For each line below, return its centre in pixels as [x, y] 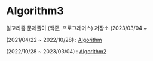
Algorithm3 [35, 11]
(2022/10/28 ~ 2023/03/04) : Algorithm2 [56, 51]
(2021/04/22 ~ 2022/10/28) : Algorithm [54, 40]
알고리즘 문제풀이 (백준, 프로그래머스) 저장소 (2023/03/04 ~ [77, 28]
